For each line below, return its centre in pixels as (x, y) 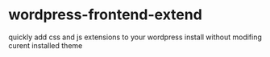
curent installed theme (46, 45)
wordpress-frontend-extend (106, 15)
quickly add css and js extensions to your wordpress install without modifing (135, 37)
